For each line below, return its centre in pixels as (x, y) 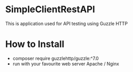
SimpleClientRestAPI (50, 9)
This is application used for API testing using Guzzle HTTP (66, 23)
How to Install (35, 44)
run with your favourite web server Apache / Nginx (66, 64)
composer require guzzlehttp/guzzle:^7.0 (56, 58)
